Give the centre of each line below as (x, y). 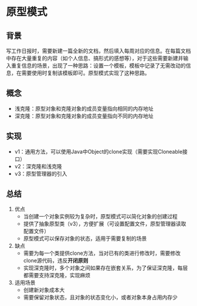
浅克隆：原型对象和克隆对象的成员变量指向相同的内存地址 (84, 108)
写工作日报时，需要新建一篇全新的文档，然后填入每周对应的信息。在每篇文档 (98, 51)
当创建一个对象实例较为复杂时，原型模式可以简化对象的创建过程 (100, 217)
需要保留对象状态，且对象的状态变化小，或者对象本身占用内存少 (100, 297)
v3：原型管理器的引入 (41, 174)
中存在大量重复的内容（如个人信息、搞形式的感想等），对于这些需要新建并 (95, 58)
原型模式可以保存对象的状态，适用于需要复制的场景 (85, 238)
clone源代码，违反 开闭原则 (56, 261)
